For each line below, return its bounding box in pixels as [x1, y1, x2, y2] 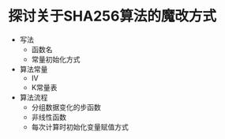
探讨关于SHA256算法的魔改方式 [8, 7, 217, 25]
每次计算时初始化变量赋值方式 [31, 122, 129, 131]
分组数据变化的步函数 [31, 102, 101, 111]
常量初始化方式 [31, 54, 81, 64]
